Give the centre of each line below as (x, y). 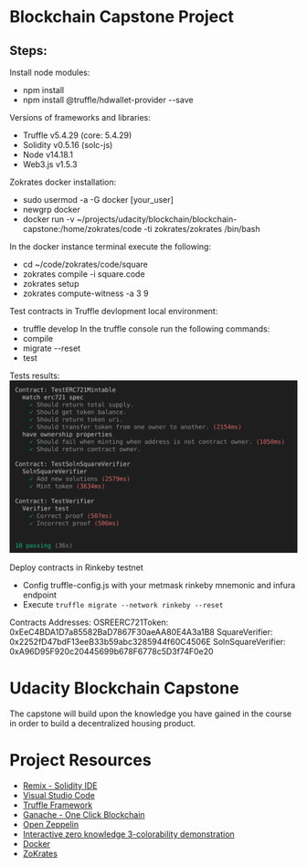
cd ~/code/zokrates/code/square (85, 264)
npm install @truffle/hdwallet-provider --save (108, 100)
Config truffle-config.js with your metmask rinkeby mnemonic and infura (159, 586)
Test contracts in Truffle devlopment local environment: (114, 311)
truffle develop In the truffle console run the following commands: (146, 329)
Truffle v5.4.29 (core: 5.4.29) (77, 135)
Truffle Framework (58, 805)
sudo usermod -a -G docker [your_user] (98, 200)
